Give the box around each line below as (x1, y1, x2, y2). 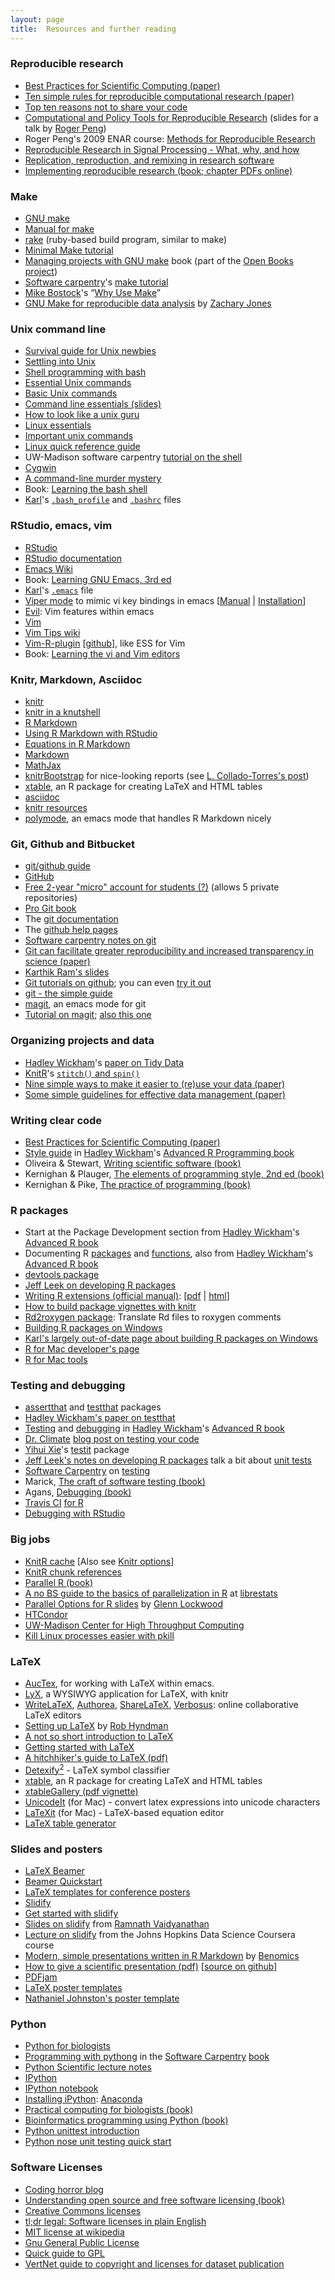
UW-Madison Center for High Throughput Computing (24, 1619, 245, 1631)
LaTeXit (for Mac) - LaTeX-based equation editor (24, 1806, 225, 1818)
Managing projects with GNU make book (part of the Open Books (24, 255, 294, 267)
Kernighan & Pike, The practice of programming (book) (24, 1178, 252, 1190)
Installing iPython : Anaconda (24, 2093, 143, 2105)
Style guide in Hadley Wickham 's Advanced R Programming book (24, 1146, 295, 1158)
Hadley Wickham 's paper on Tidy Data (24, 1056, 184, 1068)
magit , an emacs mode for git (24, 998, 147, 1010)
